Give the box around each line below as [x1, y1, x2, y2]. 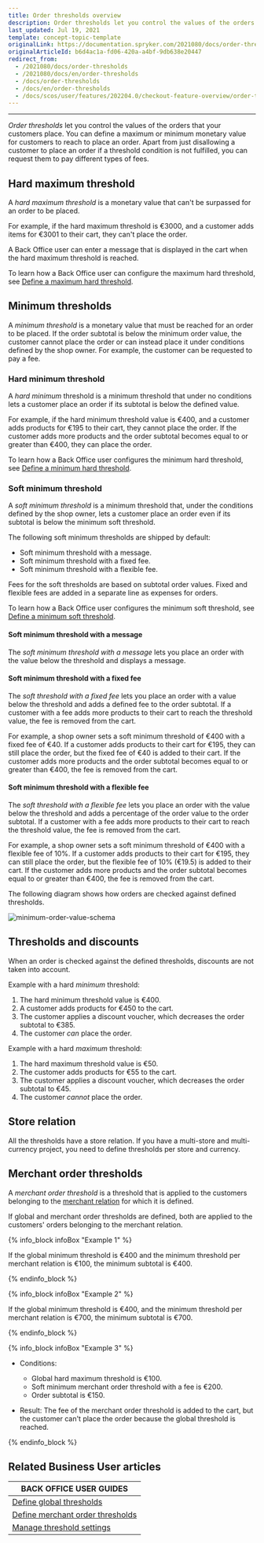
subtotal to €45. [19, 1083, 71, 1093]
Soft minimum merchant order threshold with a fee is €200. [31, 1382, 223, 1391]
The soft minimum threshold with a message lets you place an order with [8, 647, 244, 657]
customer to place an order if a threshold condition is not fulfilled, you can [8, 146, 248, 156]
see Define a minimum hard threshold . [8, 464, 132, 473]
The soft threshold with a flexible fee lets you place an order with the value [8, 801, 250, 810]
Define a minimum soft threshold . [8, 612, 116, 621]
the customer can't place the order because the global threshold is [19, 1413, 236, 1423]
